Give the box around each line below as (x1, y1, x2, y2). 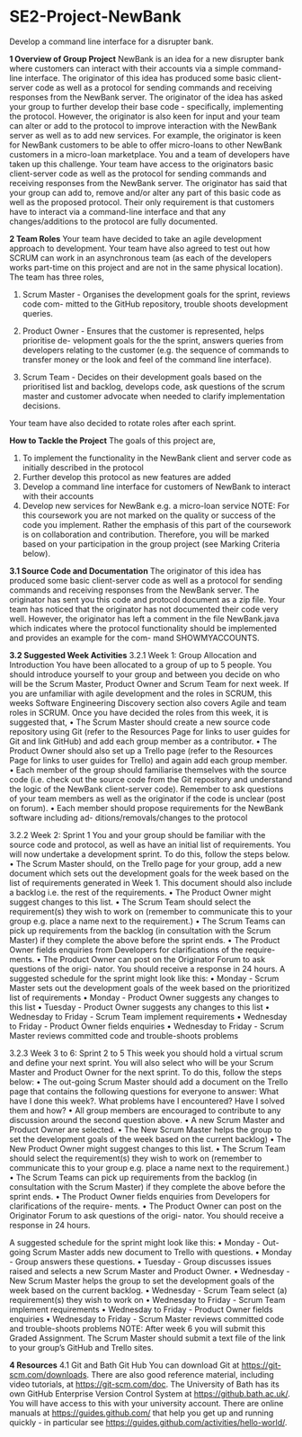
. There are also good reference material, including (86, 1369, 274, 1379)
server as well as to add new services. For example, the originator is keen (9, 129, 281, 140)
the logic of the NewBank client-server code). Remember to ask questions (9, 783, 284, 794)
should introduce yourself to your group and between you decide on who (9, 668, 280, 680)
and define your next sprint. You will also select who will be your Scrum (9, 1057, 274, 1067)
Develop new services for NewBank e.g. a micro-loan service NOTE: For (22, 500, 290, 511)
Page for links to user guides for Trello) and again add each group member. (9, 754, 288, 765)
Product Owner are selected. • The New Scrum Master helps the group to (9, 1124, 282, 1135)
